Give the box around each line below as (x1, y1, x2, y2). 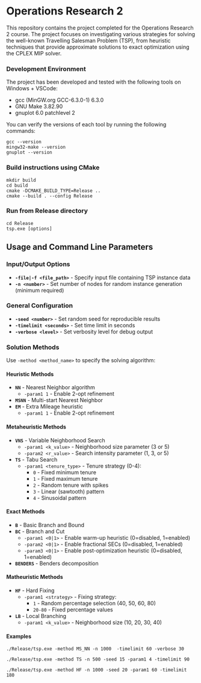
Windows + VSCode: (6, 85, 58, 92)
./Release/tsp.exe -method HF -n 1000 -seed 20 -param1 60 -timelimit (6, 667, 187, 673)
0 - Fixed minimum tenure (32, 468, 96, 476)
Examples (6, 632, 32, 640)
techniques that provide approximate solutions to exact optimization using (6, 43, 190, 51)
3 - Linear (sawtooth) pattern (32, 487, 105, 495)
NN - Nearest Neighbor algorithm (14, 384, 95, 391)
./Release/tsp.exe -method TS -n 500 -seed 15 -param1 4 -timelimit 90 (6, 657, 190, 663)
